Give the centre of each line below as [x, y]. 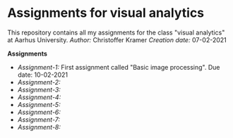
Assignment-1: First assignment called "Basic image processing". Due [119, 67]
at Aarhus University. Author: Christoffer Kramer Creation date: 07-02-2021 [117, 39]
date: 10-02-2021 [43, 75]
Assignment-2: [39, 82]
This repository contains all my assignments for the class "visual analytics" [116, 32]
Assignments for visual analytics [106, 13]
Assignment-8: [39, 127]
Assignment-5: [39, 104]
